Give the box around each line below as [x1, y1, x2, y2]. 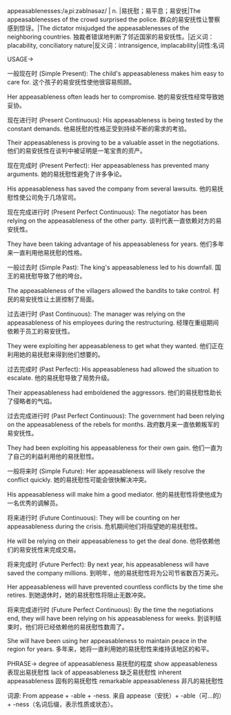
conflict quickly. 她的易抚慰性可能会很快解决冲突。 [7, 476, 150, 484]
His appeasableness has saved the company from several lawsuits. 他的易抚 [7, 184, 224, 193]
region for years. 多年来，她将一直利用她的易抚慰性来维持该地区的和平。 [7, 645, 213, 653]
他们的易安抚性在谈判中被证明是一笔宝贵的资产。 [7, 146, 146, 155]
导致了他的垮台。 [37, 272, 86, 280]
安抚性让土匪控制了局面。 [25, 295, 98, 303]
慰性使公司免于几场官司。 [7, 193, 80, 201]
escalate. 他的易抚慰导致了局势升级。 [7, 374, 114, 382]
